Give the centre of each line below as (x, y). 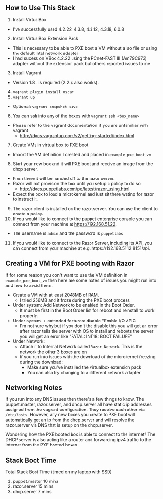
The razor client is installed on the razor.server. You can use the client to (85, 208)
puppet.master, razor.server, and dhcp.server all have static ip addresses (79, 404)
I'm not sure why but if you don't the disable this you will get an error (89, 326)
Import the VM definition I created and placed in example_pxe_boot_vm (82, 154)
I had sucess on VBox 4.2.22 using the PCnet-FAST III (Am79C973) (80, 58)
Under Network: (29, 341)
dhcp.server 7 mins (32, 492)
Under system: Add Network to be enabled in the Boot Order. (74, 305)
